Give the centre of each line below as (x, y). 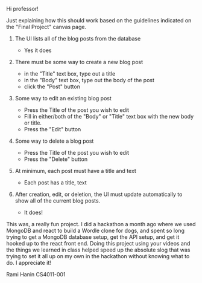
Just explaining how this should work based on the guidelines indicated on (99, 20)
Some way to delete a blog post (54, 141)
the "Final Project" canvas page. (46, 27)
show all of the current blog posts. (58, 201)
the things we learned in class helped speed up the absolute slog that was (98, 250)
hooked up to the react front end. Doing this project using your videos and (98, 243)
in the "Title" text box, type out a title (70, 74)
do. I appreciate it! (29, 263)
